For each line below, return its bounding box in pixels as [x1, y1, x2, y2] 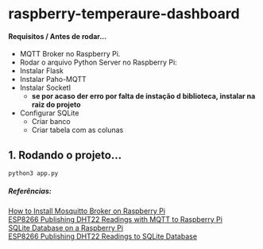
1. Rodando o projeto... [8, 148, 122, 161]
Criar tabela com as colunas [31, 125, 124, 135]
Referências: [8, 186, 52, 196]
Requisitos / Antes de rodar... [8, 31, 107, 41]
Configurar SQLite [19, 108, 79, 118]
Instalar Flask [19, 66, 64, 76]
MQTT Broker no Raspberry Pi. [19, 49, 121, 59]
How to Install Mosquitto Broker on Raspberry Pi [8, 206, 165, 216]
